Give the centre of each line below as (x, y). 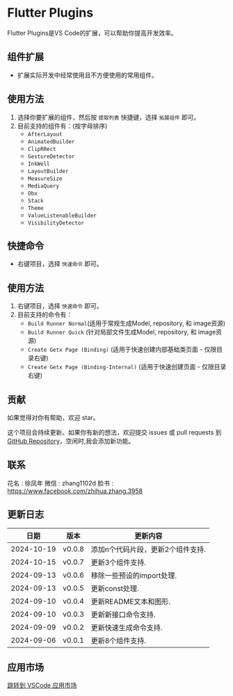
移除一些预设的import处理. (134, 575)
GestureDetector (51, 156)
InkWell (39, 164)
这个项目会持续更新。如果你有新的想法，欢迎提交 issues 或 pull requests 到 (114, 432)
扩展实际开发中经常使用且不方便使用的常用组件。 (87, 75)
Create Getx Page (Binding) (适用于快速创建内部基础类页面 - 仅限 (122, 350)
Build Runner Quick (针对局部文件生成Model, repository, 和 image (122, 332)
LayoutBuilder (48, 171)
